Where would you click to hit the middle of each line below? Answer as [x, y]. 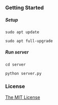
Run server [17, 52]
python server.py [23, 73]
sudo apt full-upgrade [29, 41]
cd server [16, 64]
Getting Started [24, 8]
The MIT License [23, 97]
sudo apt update [22, 32]
